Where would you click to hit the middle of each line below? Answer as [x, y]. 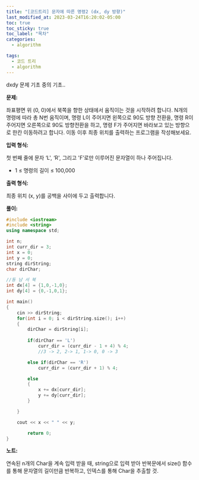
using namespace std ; [33, 231]
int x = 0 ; [20, 252]
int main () [20, 302]
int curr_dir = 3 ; [29, 247]
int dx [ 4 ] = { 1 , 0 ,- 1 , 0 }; [37, 286]
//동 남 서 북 [21, 280]
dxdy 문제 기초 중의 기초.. [36, 85]
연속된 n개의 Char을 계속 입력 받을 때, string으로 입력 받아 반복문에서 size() [94, 463]
